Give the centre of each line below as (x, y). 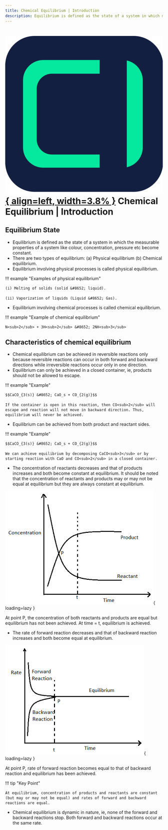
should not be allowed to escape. (46, 376)
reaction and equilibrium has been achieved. (51, 773)
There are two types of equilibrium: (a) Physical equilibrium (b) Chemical (87, 258)
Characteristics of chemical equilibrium (68, 342)
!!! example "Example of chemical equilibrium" (53, 317)
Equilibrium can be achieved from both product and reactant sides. (81, 424)
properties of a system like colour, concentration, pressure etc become (85, 247)
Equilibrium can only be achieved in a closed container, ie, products (82, 370)
